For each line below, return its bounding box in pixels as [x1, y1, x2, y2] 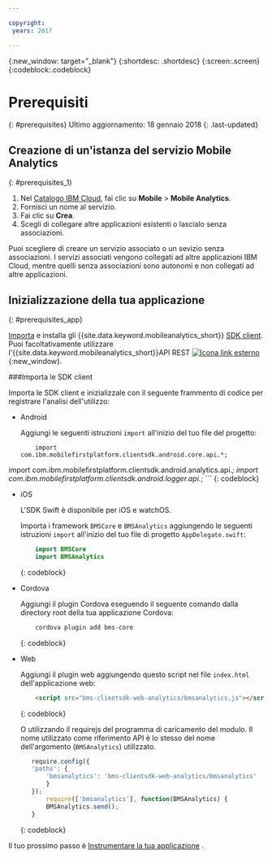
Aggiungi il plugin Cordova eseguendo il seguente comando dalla [19, 599, 239, 609]
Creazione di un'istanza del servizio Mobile [8, 143, 232, 157]
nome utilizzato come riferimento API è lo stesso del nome [19, 733, 216, 743]
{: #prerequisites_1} [8, 178, 73, 188]
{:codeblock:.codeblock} [8, 64, 92, 74]
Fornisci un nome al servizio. [19, 202, 117, 212]
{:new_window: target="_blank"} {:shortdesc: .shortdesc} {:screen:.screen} [8, 56, 261, 66]
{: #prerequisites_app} [8, 314, 83, 325]
